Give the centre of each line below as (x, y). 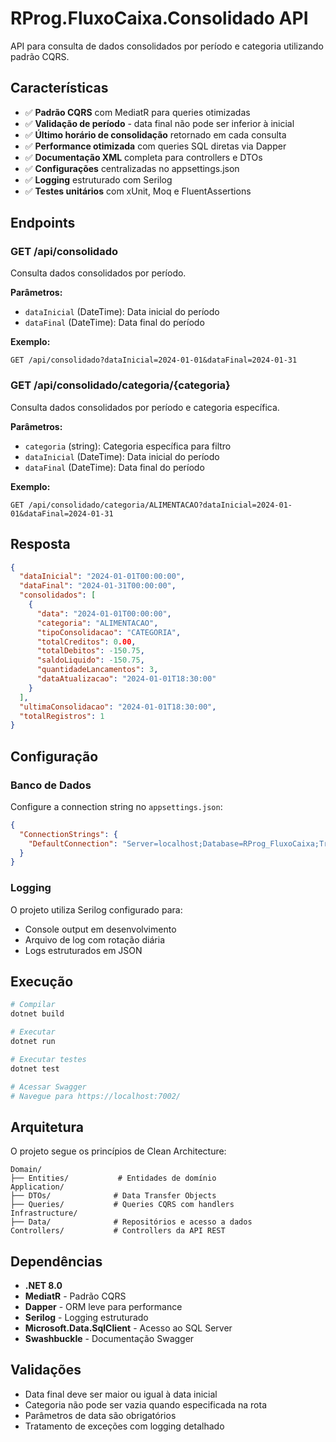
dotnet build (37, 1014)
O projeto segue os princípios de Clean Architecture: (118, 1151)
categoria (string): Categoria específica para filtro (128, 446)
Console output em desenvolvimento (100, 929)
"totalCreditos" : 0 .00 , (86, 642)
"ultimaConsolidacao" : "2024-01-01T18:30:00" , (118, 707)
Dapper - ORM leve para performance (103, 1307)
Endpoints (43, 223)
